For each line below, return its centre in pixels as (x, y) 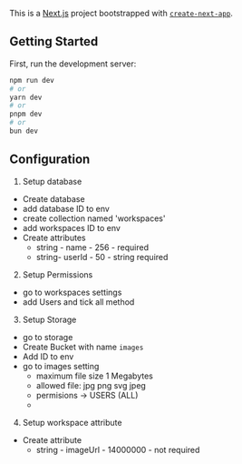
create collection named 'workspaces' (94, 218)
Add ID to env (48, 356)
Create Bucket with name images (83, 347)
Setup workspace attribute (72, 422)
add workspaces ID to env (71, 227)
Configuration (50, 160)
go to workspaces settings (72, 292)
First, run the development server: (73, 64)
